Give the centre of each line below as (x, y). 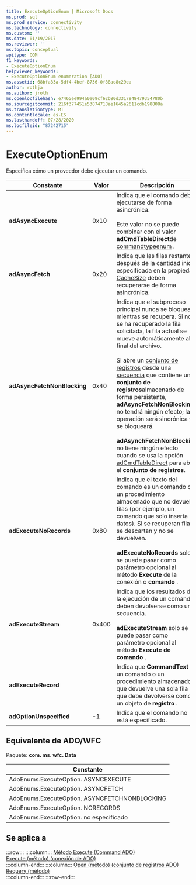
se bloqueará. (135, 426)
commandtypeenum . (146, 246)
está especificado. (142, 720)
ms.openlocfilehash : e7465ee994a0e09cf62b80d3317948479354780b (85, 98)
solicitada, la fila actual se (152, 331)
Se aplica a (26, 838)
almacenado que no (143, 501)
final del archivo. (139, 346)
